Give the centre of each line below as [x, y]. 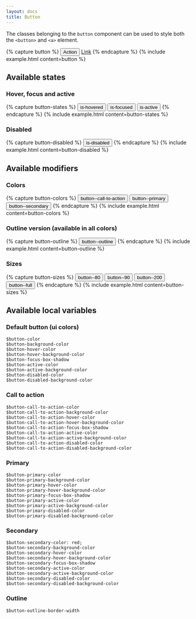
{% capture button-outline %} [42, 241]
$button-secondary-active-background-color [60, 574]
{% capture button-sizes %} [40, 277]
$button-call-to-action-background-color [57, 412]
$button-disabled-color [35, 375]
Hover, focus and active [40, 94]
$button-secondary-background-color [51, 548]
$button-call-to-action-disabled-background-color [69, 448]
